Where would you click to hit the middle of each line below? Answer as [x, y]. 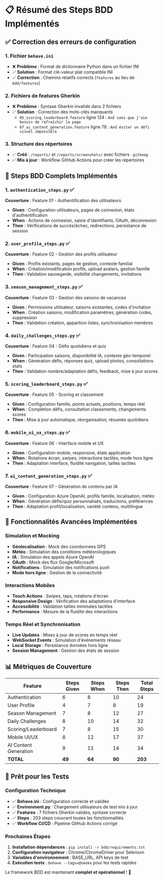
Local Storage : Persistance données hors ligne [60, 646]
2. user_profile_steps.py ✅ [38, 244]
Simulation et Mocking [32, 536]
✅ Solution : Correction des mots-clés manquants [62, 112]
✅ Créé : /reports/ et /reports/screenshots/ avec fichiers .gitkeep [80, 155]
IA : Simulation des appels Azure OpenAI [53, 557]
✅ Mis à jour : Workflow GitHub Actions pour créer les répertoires [78, 160]
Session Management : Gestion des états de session [66, 650]
